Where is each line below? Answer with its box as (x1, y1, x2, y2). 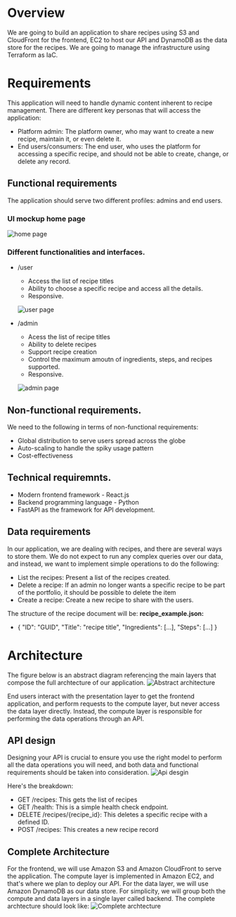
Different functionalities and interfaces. (7, 247, 145, 257)
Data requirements (7, 526, 91, 538)
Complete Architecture (7, 846, 110, 858)
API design (7, 735, 56, 747)
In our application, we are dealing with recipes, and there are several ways (7, 544, 223, 553)
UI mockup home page (7, 213, 86, 223)
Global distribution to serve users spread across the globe (17, 436, 186, 445)
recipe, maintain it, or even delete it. (17, 134, 122, 143)
